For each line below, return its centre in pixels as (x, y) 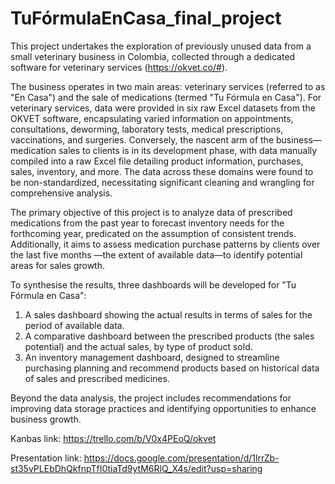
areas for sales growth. (58, 265)
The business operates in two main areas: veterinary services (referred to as (168, 86)
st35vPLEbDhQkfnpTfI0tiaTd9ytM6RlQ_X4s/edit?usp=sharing (136, 468)
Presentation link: (46, 458)
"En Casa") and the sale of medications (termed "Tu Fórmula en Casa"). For (166, 97)
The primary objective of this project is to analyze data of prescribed (151, 212)
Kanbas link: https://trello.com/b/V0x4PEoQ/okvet (113, 438)
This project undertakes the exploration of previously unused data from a (161, 46)
